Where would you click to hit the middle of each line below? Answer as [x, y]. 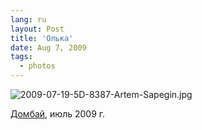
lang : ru [28, 19]
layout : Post [37, 29]
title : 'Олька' [42, 38]
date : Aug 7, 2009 [48, 47]
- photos [37, 66]
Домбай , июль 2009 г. [58, 114]
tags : [21, 57]
